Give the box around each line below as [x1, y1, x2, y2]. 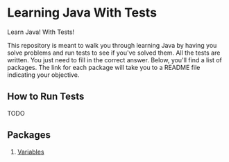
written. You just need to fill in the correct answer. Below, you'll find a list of [7, 55, 222, 64]
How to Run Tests [7, 91, 85, 102]
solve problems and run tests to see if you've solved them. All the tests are [7, 48, 221, 57]
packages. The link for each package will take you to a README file [7, 63, 201, 71]
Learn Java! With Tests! [7, 28, 75, 36]
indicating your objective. [7, 71, 80, 79]
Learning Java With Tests [7, 5, 158, 21]
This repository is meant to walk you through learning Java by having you [7, 41, 217, 49]
